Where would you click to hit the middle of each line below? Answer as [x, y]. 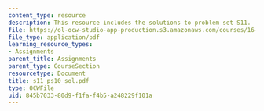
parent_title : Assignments [52, 59]
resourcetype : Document [47, 73]
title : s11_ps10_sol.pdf [49, 81]
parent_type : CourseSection [54, 66]
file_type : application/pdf [54, 37]
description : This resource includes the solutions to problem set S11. [130, 23]
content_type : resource [47, 15]
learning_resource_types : [50, 45]
